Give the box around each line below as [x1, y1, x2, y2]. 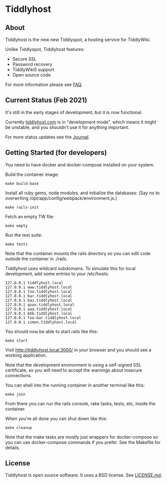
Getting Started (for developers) [5, 148, 107, 157]
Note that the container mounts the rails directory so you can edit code [5, 250, 151, 256]
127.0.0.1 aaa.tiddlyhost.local [5, 306, 72, 312]
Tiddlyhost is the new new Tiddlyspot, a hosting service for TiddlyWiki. [5, 36, 151, 42]
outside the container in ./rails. [5, 256, 68, 262]
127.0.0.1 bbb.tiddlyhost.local [5, 311, 72, 316]
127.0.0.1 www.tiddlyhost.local [5, 285, 72, 290]
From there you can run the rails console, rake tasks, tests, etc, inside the [5, 401, 156, 407]
